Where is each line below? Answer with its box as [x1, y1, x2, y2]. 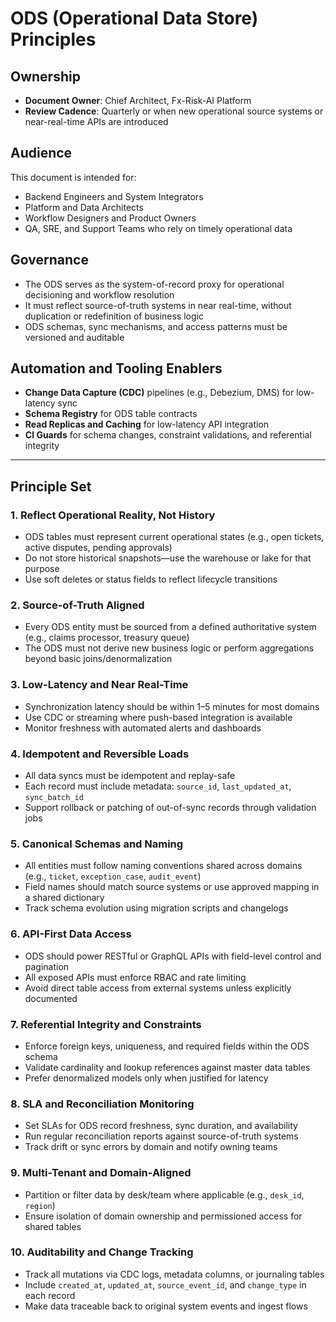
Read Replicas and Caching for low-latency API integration [24, 418, 270, 431]
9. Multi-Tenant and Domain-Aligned [10, 1166, 192, 1180]
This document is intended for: [10, 171, 137, 183]
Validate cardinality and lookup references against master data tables [24, 1061, 311, 1073]
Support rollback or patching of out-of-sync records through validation [24, 802, 317, 814]
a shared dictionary [24, 892, 105, 904]
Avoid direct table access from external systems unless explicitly [24, 982, 292, 994]
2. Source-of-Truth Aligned [10, 598, 145, 612]
